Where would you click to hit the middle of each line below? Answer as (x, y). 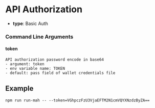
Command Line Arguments (39, 37)
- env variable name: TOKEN (35, 69)
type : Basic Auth (30, 23)
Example (19, 88)
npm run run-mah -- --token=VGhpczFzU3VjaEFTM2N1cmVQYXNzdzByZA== (77, 100)
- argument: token (25, 64)
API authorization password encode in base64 (54, 60)
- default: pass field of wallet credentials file (60, 73)
